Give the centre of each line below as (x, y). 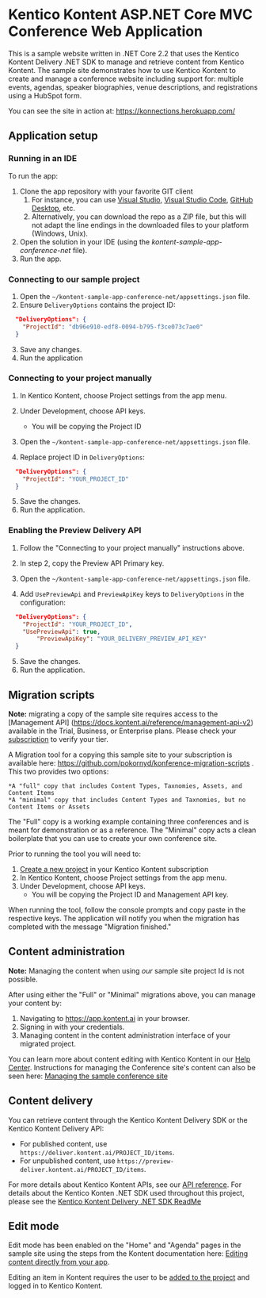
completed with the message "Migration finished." (90, 927)
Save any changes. (51, 349)
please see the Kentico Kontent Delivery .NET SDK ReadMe (105, 1201)
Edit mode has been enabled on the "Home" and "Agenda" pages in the (125, 1245)
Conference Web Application (106, 31)
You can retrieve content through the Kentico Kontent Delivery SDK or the (128, 1119)
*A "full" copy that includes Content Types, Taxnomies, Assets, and (125, 786)
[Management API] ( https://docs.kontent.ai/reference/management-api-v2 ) (131, 722)
